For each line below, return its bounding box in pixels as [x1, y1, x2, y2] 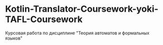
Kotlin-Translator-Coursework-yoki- [5, 3, 159, 15]
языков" [5, 35, 23, 41]
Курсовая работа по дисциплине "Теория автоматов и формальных [5, 30, 150, 36]
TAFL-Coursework [5, 14, 83, 25]
